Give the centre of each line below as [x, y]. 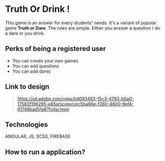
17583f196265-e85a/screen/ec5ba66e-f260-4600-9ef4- [76, 104]
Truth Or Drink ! [38, 9]
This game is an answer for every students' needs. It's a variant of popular [81, 23]
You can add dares [31, 71]
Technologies [27, 124]
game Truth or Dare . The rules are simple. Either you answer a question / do [83, 28]
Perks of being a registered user [56, 49]
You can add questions [36, 66]
